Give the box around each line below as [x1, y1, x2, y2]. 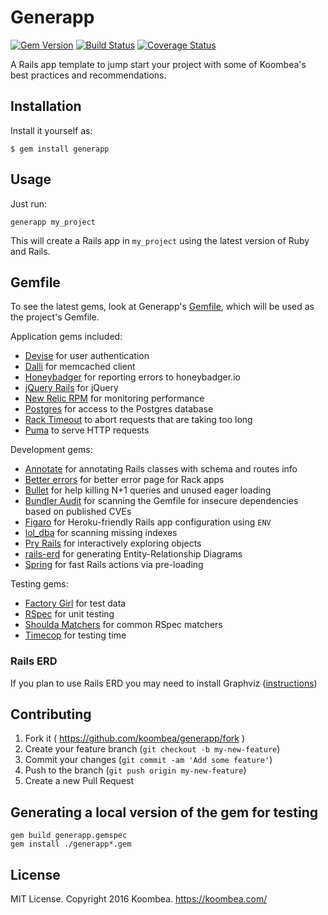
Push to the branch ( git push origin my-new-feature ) [24, 764, 247, 776]
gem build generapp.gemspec [10, 831, 128, 841]
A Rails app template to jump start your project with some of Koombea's [10, 58, 307, 70]
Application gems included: [10, 331, 123, 343]
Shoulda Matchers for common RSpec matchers [24, 619, 223, 631]
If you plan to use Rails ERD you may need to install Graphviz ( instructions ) [10, 677, 318, 689]
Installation [10, 98, 82, 115]
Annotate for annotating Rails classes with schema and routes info [24, 463, 298, 475]
